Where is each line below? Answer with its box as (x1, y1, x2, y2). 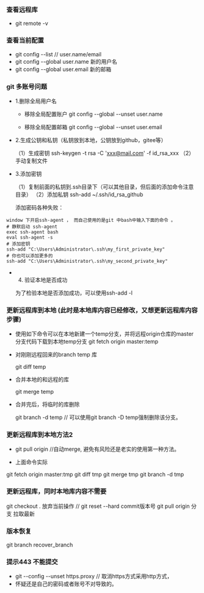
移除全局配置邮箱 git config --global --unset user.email (24, 123, 162, 130)
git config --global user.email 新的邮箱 (15, 66, 112, 73)
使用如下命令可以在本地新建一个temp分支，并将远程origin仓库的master (15, 330, 194, 338)
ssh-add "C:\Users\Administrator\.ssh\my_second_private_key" (6, 258, 168, 264)
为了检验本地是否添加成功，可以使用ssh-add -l (15, 289, 133, 296)
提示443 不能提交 (6, 557, 58, 566)
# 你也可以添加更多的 (6, 252, 53, 259)
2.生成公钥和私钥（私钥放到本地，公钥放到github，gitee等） (15, 136, 167, 143)
